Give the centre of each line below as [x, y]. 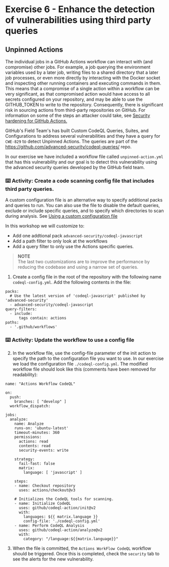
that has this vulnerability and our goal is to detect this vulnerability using [81, 162]
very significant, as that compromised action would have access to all [78, 94]
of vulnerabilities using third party [78, 20]
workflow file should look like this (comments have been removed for [84, 369]
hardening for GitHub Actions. [36, 121]
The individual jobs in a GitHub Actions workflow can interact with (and [79, 62]
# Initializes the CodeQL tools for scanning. [64, 499]
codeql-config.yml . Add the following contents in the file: [72, 282]
